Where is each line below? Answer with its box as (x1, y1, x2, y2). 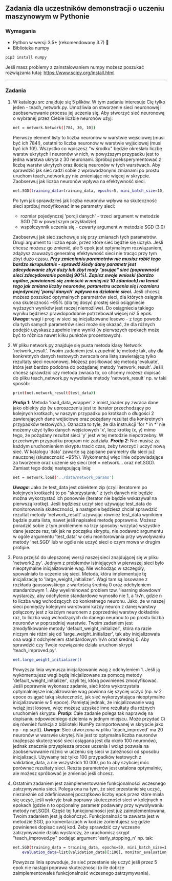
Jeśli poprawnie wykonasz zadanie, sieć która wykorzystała (12, 683, 139, 689)
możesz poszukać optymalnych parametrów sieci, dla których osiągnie (12, 294, 163, 300)
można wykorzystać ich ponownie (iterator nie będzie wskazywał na (12, 495, 157, 501)
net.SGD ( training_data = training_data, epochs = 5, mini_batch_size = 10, (12, 188, 165, 193)
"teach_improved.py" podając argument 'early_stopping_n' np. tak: (12, 835, 154, 841)
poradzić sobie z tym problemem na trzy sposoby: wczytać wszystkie (12, 523, 160, 529)
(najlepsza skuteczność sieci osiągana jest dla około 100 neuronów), (12, 738, 158, 744)
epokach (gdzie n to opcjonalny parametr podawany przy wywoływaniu (12, 802, 164, 808)
